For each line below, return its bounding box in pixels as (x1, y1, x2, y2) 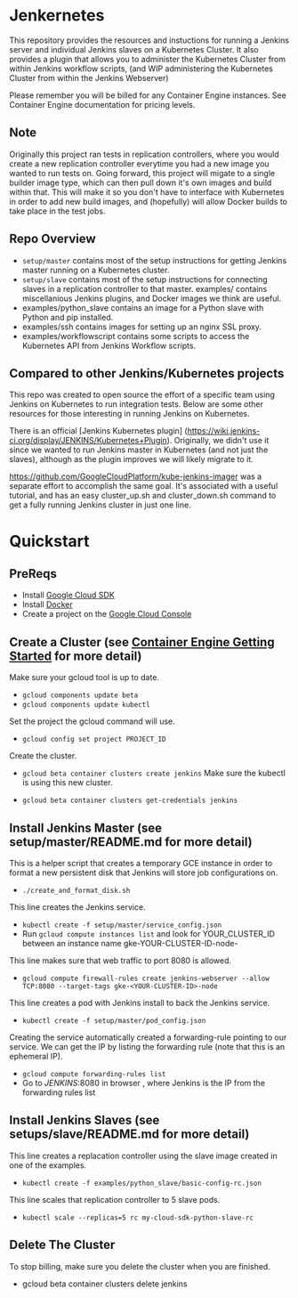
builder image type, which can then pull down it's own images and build (9, 177, 272, 188)
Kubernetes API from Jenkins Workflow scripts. (21, 340, 197, 351)
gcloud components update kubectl (21, 701, 150, 710)
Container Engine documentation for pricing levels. (9, 99, 196, 110)
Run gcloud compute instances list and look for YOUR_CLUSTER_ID (21, 929, 276, 939)
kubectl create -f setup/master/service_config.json (21, 921, 222, 929)
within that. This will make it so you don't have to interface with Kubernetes (9, 186, 285, 197)
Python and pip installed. (21, 312, 114, 322)
